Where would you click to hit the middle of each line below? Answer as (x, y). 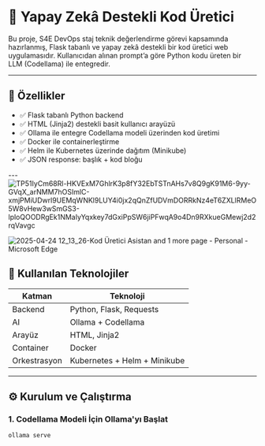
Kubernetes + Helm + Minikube (127, 360)
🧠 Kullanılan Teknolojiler (69, 274)
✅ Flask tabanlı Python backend (71, 115)
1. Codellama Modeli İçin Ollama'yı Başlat (88, 419)
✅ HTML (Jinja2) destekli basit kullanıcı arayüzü (97, 124)
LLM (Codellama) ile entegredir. (59, 64)
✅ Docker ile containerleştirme (69, 141)
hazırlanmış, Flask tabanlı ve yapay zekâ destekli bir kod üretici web (118, 46)
